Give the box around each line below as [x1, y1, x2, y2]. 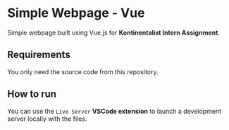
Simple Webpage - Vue [7, 5, 145, 21]
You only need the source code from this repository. [7, 67, 159, 76]
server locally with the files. [7, 114, 87, 123]
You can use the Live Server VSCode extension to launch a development [7, 107, 222, 115]
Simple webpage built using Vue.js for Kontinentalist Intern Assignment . [7, 28, 221, 37]
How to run [7, 88, 57, 100]
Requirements [7, 49, 70, 61]
